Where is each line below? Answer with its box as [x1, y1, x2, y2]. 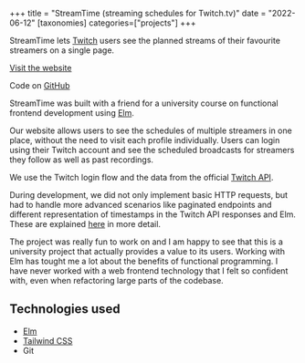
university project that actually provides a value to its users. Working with [9, 246, 286, 256]
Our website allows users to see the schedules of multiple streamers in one [9, 125, 292, 136]
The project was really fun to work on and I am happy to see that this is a [9, 236, 283, 247]
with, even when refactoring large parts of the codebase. [9, 275, 224, 285]
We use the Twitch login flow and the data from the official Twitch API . [9, 172, 274, 182]
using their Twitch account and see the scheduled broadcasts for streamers [9, 145, 295, 155]
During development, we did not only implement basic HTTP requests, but [9, 190, 289, 200]
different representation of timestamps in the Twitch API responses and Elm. [9, 209, 297, 220]
